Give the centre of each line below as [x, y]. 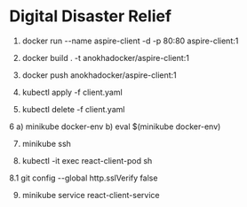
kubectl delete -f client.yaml [73, 109]
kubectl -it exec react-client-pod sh [87, 160]
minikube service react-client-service [91, 195]
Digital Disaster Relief [90, 16]
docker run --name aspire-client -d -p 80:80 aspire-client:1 [130, 41]
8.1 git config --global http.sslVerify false [84, 178]
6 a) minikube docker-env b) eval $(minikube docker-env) [115, 126]
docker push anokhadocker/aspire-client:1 [100, 75]
